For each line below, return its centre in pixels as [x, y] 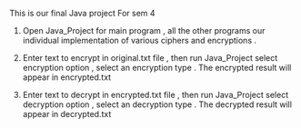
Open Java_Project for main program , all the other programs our [144, 30]
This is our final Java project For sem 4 [83, 13]
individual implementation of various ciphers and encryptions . [140, 40]
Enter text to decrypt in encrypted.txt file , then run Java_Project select [156, 95]
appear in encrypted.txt [67, 77]
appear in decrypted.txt [67, 114]
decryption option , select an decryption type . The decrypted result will [157, 104]
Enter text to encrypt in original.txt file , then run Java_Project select [150, 58]
